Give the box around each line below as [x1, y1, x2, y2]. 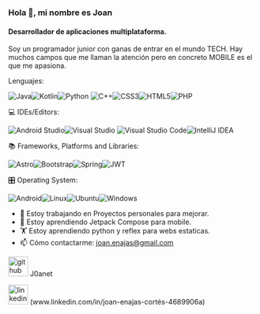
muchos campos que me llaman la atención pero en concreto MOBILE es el [8, 53, 253, 62]
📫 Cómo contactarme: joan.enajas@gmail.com [19, 238, 174, 248]
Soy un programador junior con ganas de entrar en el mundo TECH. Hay [8, 44, 243, 54]
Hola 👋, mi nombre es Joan [8, 7, 113, 18]
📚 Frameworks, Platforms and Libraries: [8, 141, 140, 151]
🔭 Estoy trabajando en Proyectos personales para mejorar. [19, 209, 209, 219]
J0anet [29, 269, 53, 278]
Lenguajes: [8, 77, 45, 86]
